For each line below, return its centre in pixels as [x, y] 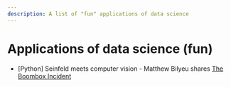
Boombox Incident [44, 76]
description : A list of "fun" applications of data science [98, 14]
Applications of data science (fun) [110, 48]
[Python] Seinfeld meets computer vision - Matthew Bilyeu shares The [120, 69]
